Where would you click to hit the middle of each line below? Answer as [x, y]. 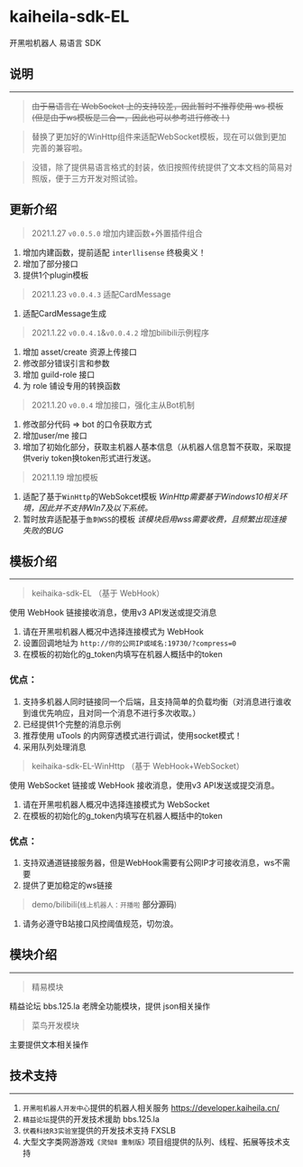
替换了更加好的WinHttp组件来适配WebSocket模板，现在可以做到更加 [159, 136]
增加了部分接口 [50, 263]
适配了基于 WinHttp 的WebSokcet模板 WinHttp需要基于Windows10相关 [151, 496]
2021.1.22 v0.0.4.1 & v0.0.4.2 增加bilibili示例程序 [120, 333]
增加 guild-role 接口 [59, 374]
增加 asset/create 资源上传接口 [79, 352]
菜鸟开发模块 [55, 1025]
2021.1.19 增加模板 [65, 477]
